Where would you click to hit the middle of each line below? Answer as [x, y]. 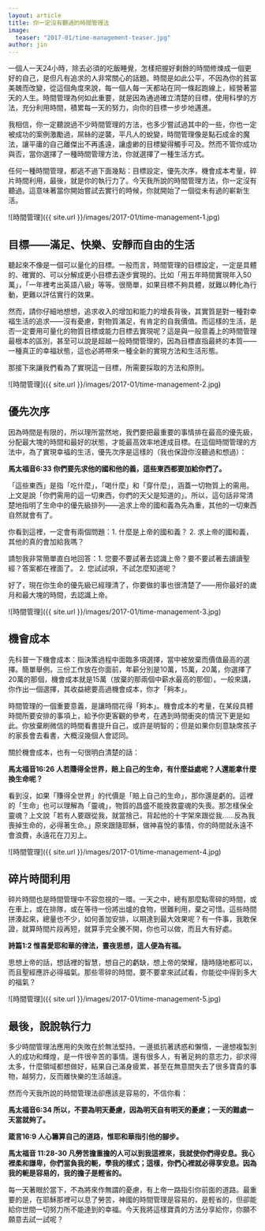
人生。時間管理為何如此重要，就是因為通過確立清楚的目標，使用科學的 [136, 98]
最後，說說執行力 [50, 1026]
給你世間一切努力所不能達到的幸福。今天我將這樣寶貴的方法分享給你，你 [125, 1210]
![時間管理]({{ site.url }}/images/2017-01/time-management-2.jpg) [115, 384]
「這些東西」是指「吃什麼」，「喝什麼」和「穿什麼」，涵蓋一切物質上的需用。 [131, 485]
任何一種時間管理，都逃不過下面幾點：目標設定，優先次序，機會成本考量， [129, 171]
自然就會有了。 [32, 514]
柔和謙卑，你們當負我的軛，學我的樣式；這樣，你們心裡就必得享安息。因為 [136, 1163]
